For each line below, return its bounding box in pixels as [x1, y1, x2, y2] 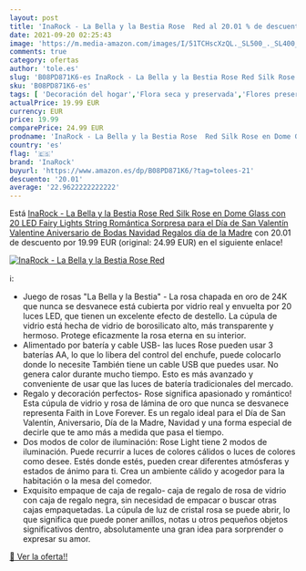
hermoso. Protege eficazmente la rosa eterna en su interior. [22, 330, 247, 341]
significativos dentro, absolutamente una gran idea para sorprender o [22, 524, 284, 535]
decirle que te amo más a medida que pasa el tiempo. [22, 427, 225, 438]
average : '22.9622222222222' [9, 183, 120, 192]
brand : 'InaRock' [9, 157, 76, 167]
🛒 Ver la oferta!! [9, 551, 68, 562]
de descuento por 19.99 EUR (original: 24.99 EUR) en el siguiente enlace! [9, 237, 283, 248]
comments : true [9, 47, 67, 57]
